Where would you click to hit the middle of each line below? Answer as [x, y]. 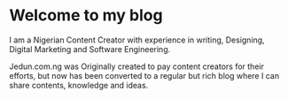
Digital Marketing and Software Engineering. [90, 49]
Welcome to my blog [86, 15]
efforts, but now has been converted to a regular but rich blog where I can [144, 75]
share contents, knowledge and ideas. [79, 85]
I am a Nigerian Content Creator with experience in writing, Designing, [137, 40]
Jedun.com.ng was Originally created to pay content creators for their [136, 66]
